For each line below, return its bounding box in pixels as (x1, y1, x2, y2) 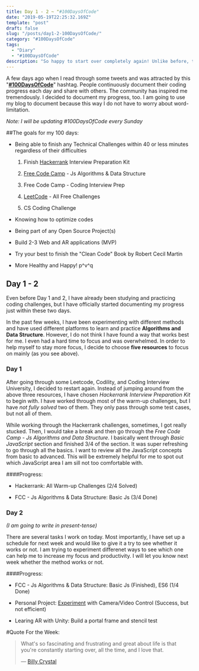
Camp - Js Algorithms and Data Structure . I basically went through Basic (6, 434, 185, 441)
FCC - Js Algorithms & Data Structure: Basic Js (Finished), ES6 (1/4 (14, 581, 179, 589)
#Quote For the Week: (6, 628, 60, 635)
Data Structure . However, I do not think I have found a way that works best (6, 331, 190, 338)
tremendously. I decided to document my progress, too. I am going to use (6, 93, 185, 101)
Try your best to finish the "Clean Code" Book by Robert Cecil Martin (14, 250, 183, 257)
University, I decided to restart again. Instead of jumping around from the (6, 385, 184, 392)
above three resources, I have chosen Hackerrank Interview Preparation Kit (6, 391, 191, 398)
